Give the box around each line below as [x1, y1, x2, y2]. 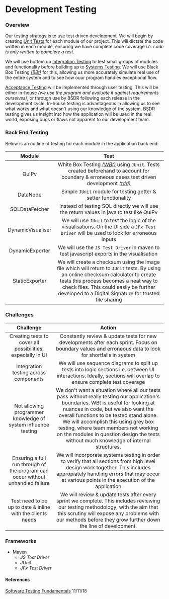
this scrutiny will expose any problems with [57, 510, 159, 517]
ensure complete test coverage [71, 379, 145, 386]
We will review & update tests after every [60, 491, 157, 498]
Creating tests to [9, 333, 49, 340]
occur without [12, 474, 46, 481]
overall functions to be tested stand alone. [58, 412, 158, 419]
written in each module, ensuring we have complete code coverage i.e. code [5, 44, 164, 50]
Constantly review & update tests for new [59, 333, 157, 340]
